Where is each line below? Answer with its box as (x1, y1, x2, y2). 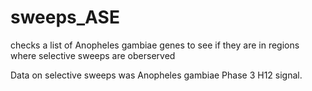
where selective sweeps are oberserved (10, 49, 176, 61)
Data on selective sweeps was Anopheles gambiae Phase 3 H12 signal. (10, 69, 303, 81)
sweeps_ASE (10, 6, 120, 29)
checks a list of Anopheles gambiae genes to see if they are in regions (10, 39, 300, 51)
